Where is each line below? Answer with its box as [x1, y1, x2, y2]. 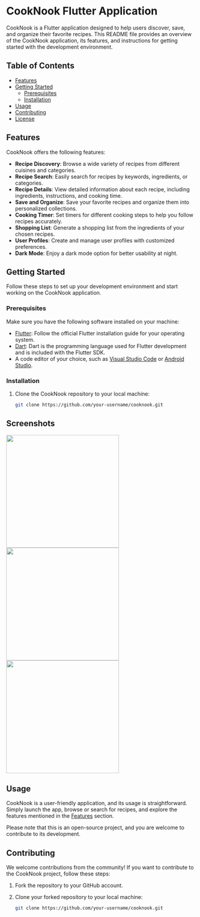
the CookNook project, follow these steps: [6, 870, 111, 877]
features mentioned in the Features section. [6, 812, 114, 820]
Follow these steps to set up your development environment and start [6, 283, 178, 290]
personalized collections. [14, 204, 77, 212]
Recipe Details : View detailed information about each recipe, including [14, 185, 190, 193]
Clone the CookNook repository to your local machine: [14, 390, 150, 397]
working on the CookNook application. [6, 289, 102, 296]
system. [14, 336, 35, 343]
